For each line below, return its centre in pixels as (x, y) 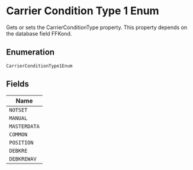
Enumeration (30, 52)
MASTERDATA (24, 126)
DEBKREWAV (23, 159)
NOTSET (18, 110)
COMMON (18, 134)
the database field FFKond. (39, 33)
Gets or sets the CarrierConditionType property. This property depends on (97, 27)
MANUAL (18, 118)
